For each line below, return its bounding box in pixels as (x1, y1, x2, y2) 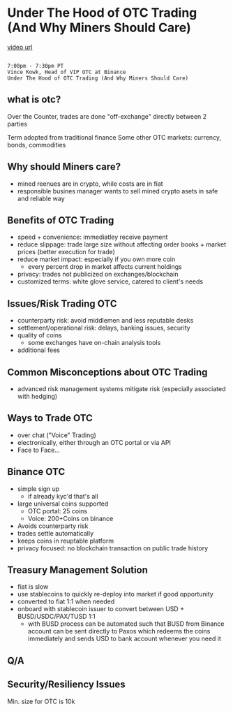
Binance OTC (7, 466, 66, 478)
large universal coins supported (17, 499, 109, 508)
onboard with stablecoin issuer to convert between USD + (17, 605, 185, 613)
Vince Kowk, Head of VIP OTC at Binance (7, 68, 127, 75)
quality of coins (17, 331, 62, 339)
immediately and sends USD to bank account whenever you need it (27, 634, 222, 643)
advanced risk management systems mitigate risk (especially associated (17, 385, 226, 393)
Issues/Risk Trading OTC (7, 298, 117, 309)
